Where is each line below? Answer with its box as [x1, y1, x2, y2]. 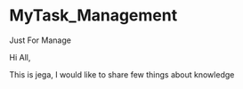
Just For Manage [9, 35, 71, 45]
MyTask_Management [9, 5, 178, 26]
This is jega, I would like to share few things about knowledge [9, 69, 235, 80]
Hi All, [9, 52, 31, 62]
